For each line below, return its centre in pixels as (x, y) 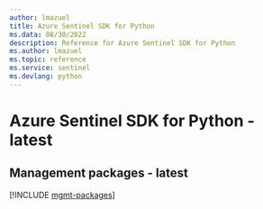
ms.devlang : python (46, 77)
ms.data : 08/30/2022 (48, 34)
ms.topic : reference (48, 59)
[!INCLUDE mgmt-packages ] (62, 195)
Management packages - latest (99, 173)
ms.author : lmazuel (46, 51)
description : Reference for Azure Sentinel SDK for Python (122, 43)
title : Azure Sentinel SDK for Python (82, 26)
